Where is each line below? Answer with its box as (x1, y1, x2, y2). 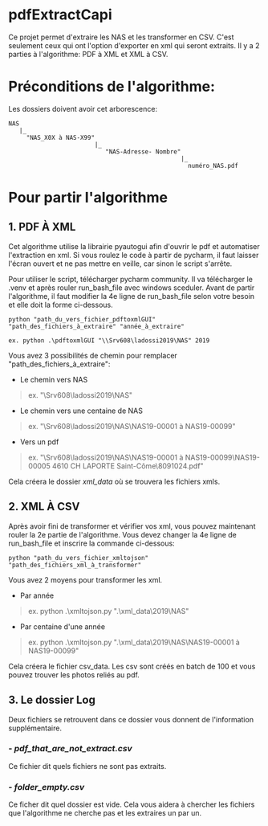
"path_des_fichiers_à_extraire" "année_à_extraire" (8, 322, 185, 330)
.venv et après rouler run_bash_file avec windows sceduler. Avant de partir (8, 283, 255, 292)
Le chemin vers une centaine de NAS (19, 406, 143, 415)
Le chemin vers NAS (19, 374, 88, 384)
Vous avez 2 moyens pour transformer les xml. (8, 575, 163, 584)
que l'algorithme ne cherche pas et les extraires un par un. (8, 808, 202, 818)
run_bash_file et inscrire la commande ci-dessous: (8, 538, 175, 548)
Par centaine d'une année (19, 621, 106, 632)
